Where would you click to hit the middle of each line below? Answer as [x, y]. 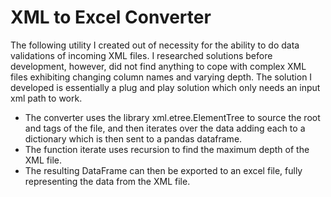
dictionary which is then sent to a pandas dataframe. [133, 138]
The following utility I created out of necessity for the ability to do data [155, 45]
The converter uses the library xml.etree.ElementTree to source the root [172, 117]
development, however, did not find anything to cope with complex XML [158, 66]
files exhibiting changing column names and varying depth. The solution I [161, 77]
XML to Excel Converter [111, 17]
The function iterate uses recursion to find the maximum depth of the [167, 149]
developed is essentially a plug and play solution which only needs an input [165, 87]
